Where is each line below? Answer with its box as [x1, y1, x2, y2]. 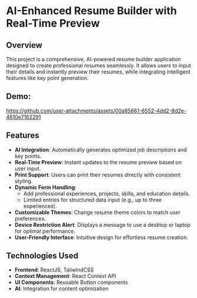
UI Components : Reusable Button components [14, 279, 128, 286]
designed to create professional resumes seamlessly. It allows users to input [6, 62, 191, 69]
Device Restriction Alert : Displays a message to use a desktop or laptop [14, 221, 191, 228]
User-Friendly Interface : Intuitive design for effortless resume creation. [14, 234, 188, 241]
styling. [14, 177, 33, 184]
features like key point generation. [6, 75, 89, 81]
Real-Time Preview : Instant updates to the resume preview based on [14, 158, 182, 165]
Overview [6, 40, 43, 50]
